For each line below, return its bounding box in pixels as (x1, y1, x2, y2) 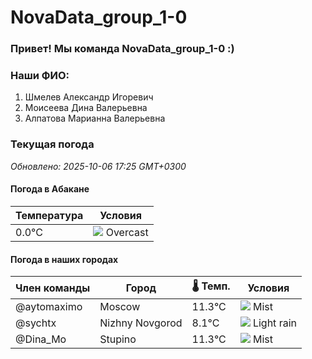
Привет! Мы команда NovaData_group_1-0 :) (10, 42, 235, 56)
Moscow (99, 300, 141, 314)
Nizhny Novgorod (99, 316, 183, 330)
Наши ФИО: (10, 69, 70, 83)
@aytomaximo (15, 300, 83, 314)
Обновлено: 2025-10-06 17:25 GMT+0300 (10, 160, 187, 172)
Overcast (105, 225, 149, 239)
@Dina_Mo (15, 332, 67, 346)
